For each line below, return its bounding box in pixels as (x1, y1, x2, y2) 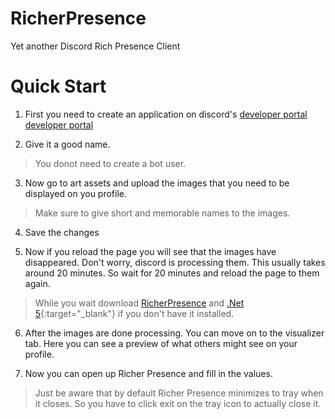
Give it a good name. (24, 138, 111, 150)
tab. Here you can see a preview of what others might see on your (24, 337, 298, 349)
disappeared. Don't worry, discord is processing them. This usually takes (24, 256, 326, 268)
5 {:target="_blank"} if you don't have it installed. (34, 307, 235, 319)
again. (24, 277, 51, 289)
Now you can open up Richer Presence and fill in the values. (24, 367, 273, 379)
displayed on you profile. (24, 187, 128, 199)
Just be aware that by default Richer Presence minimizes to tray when (34, 387, 324, 399)
